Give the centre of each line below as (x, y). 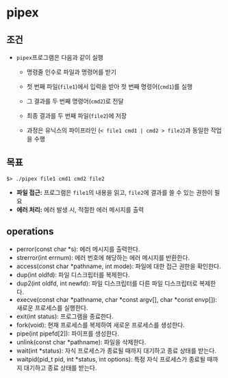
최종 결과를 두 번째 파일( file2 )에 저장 (77, 116)
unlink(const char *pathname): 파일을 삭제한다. (81, 342)
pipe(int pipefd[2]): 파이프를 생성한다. (67, 333)
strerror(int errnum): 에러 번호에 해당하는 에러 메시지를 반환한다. (103, 257)
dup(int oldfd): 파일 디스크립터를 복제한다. (73, 274)
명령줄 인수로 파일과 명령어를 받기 (72, 72)
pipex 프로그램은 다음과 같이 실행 (60, 57)
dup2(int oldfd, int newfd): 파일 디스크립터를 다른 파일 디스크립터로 (107, 283)
